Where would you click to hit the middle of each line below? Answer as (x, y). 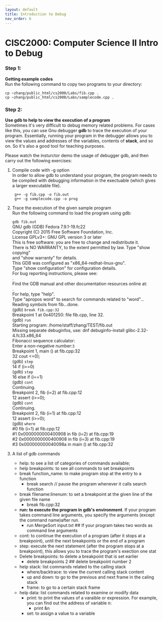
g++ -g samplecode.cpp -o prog (46, 199)
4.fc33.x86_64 (27, 336)
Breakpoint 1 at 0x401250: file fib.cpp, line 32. (58, 315)
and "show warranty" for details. (45, 258)
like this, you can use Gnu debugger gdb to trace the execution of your (76, 131)
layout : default (21, 10)
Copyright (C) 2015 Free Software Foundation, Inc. (63, 232)
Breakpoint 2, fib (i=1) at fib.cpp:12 (47, 413)
